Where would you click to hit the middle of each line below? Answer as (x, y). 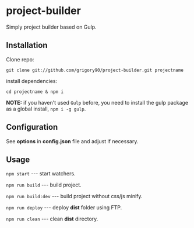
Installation (27, 45)
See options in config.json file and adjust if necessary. (72, 141)
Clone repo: (20, 59)
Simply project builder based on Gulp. (52, 27)
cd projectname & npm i (35, 92)
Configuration (32, 127)
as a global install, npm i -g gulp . (46, 109)
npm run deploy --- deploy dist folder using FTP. (64, 208)
